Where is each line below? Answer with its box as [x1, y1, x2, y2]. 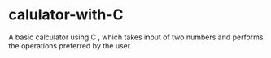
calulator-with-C [8, 6, 124, 24]
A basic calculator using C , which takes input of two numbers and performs [8, 32, 264, 42]
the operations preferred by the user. [8, 40, 133, 50]
